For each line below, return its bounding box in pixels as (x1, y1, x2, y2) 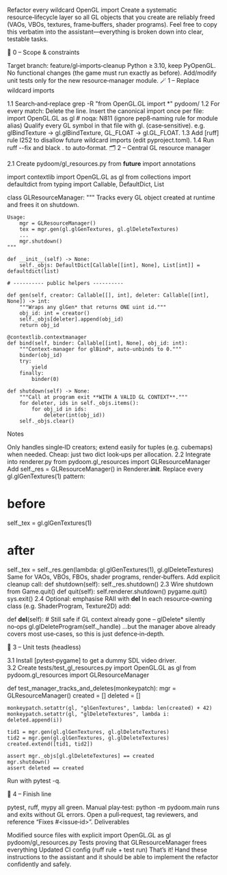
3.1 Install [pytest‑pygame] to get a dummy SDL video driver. (7, 656, 176, 664)
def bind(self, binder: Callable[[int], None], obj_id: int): (7, 340, 188, 347)
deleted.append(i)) (7, 716, 63, 724)
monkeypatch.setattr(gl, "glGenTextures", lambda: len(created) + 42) (7, 704, 213, 711)
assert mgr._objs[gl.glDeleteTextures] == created (7, 752, 155, 759)
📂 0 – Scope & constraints (7, 48, 80, 56)
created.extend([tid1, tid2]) (7, 740, 94, 748)
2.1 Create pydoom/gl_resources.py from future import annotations (7, 160, 196, 167)
